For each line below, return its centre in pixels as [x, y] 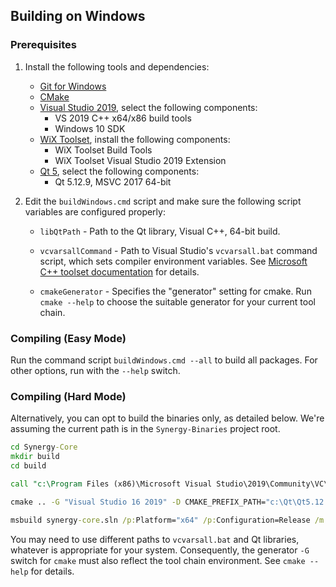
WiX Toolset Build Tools [103, 150]
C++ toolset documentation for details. [119, 271]
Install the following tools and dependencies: [117, 66]
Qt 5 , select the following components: [119, 171]
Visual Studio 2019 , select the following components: [148, 107]
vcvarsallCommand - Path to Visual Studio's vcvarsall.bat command [178, 250]
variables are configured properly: [95, 211]
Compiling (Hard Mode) [68, 396]
